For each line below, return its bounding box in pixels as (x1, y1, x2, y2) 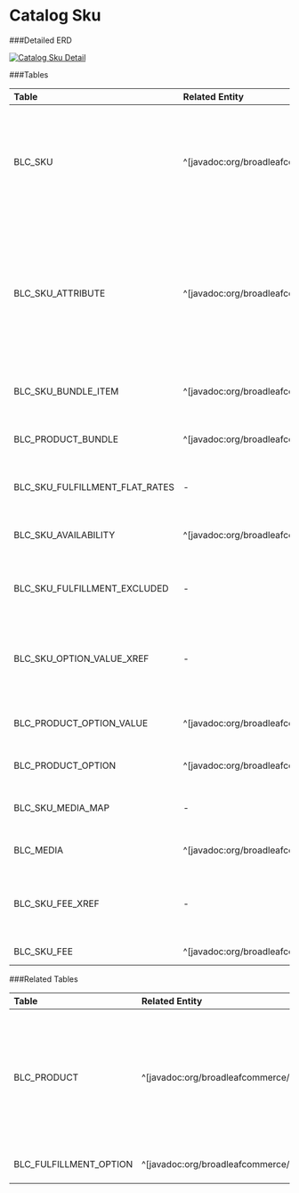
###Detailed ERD (9, 35, 73, 45)
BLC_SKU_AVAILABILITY (13, 528, 116, 541)
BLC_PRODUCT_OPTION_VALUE (13, 716, 149, 729)
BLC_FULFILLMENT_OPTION (13, 1157, 133, 1170)
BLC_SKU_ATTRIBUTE (13, 287, 106, 299)
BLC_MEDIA (13, 844, 64, 856)
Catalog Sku (9, 5, 101, 26)
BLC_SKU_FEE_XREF (13, 897, 100, 910)
